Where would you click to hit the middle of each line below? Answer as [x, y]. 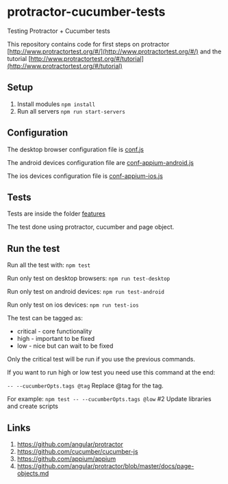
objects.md [33, 473]
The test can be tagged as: [45, 318]
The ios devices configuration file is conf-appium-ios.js [85, 176]
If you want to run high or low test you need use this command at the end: [111, 372]
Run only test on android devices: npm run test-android [86, 292]
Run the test [34, 248]
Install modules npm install [56, 104]
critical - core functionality [54, 331]
